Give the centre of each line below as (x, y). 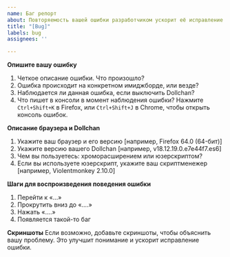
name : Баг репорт (32, 13)
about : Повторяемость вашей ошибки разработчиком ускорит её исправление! (117, 20)
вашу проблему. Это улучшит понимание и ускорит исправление (103, 240)
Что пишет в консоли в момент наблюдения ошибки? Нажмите (110, 100)
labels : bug (24, 33)
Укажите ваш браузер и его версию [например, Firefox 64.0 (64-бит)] (119, 141)
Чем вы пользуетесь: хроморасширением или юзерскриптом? (110, 156)
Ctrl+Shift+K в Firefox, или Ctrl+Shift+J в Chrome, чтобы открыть (113, 107)
